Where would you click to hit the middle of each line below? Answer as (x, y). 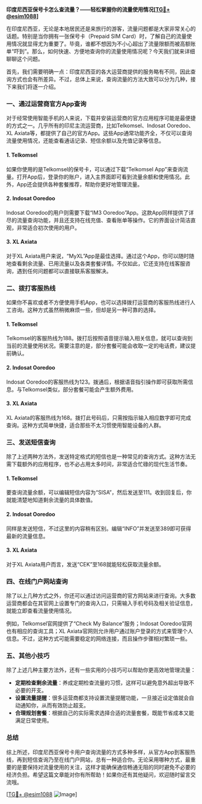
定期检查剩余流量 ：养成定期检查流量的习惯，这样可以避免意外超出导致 (102, 683)
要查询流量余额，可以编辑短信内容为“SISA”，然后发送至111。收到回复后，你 (99, 492)
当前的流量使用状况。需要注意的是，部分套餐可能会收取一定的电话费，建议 (98, 346)
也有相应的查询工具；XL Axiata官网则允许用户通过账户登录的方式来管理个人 (100, 631)
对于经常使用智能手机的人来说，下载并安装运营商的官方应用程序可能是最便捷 (101, 118)
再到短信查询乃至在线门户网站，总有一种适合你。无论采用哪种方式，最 (103, 759)
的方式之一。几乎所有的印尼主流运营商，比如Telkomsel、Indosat (86, 125)
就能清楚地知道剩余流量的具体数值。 (51, 500)
